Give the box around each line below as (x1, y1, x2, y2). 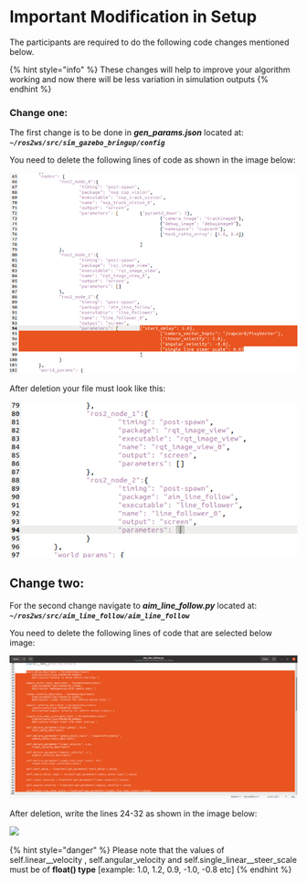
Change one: (9, 106, 69, 119)
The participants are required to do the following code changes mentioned (9, 37, 290, 48)
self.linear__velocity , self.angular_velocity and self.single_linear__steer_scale (9, 855, 297, 866)
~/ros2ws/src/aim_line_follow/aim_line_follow (9, 611, 190, 621)
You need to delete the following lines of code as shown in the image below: (9, 154, 296, 165)
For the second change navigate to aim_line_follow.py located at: (9, 600, 258, 611)
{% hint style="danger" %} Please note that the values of (9, 845, 226, 856)
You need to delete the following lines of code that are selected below (9, 627, 272, 638)
